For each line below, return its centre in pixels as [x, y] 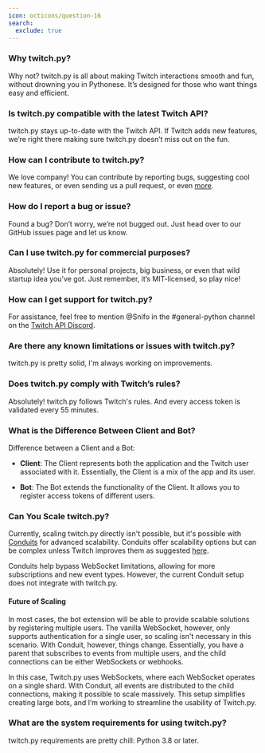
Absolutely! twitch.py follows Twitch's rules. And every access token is [125, 401]
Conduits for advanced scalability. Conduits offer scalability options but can [132, 542]
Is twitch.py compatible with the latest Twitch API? [108, 113]
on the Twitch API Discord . [52, 325]
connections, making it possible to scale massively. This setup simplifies [127, 694]
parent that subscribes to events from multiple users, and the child [117, 653]
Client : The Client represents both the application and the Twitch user [134, 463]
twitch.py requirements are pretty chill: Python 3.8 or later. [104, 740]
